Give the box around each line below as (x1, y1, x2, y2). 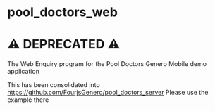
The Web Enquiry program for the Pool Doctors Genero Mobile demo (7, 60, 207, 68)
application (7, 67, 40, 76)
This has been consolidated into (7, 81, 100, 89)
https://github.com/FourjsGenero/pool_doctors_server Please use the (7, 89, 209, 97)
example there (7, 96, 49, 104)
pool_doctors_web (7, 4, 118, 20)
